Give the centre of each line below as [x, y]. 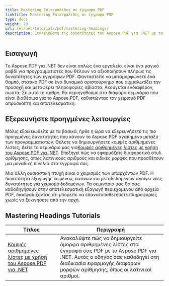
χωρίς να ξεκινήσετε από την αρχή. [43, 200]
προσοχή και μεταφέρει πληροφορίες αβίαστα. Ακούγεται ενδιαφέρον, [79, 87]
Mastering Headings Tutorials [53, 216]
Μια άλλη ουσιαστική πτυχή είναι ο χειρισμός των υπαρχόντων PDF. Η [79, 173]
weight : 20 [17, 24]
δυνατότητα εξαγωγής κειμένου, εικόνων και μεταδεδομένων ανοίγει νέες [84, 178]
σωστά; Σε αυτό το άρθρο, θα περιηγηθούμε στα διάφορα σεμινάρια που [82, 92]
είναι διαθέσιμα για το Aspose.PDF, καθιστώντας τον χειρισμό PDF [75, 98]
